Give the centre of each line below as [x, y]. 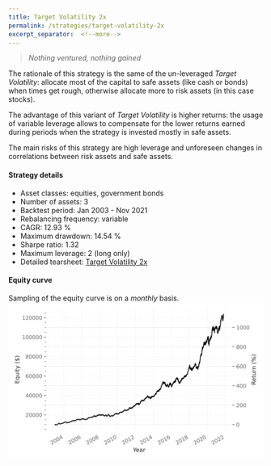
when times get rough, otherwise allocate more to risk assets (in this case [131, 91]
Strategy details [36, 174]
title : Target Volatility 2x [57, 17]
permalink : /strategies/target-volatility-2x [86, 25]
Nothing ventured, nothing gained [85, 58]
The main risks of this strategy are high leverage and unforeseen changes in [135, 148]
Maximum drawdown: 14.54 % [70, 236]
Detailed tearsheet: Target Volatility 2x [84, 262]
